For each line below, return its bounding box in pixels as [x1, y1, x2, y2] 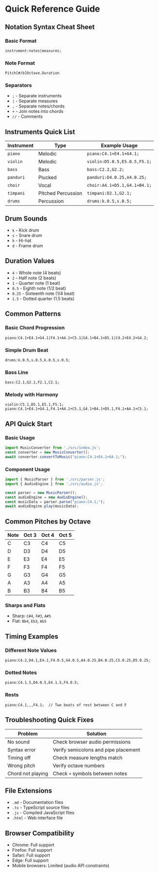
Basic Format [5, 37, 37, 44]
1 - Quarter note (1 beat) [12, 280, 61, 286]
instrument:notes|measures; [5, 48, 62, 53]
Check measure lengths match [52, 754, 123, 761]
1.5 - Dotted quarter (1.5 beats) [12, 295, 75, 301]
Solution [86, 730, 107, 737]
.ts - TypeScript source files [12, 804, 69, 811]
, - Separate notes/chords [12, 103, 65, 109]
